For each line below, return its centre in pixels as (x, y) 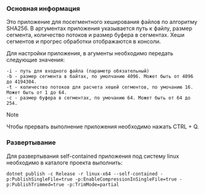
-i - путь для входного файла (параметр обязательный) (78, 71)
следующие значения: (36, 60)
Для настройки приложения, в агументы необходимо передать (90, 53)
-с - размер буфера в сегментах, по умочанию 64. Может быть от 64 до (99, 98)
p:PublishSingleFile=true (39, 179)
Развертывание (31, 142)
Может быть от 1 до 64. (37, 93)
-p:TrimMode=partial (93, 184)
